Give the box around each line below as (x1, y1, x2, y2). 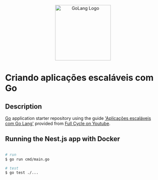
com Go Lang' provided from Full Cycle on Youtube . (5, 121, 111, 126)
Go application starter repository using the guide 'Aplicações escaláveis (5, 115, 152, 121)
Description (5, 102, 42, 110)
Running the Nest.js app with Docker (5, 135, 120, 143)
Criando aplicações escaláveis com (5, 72, 154, 83)
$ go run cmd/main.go (5, 157, 50, 162)
